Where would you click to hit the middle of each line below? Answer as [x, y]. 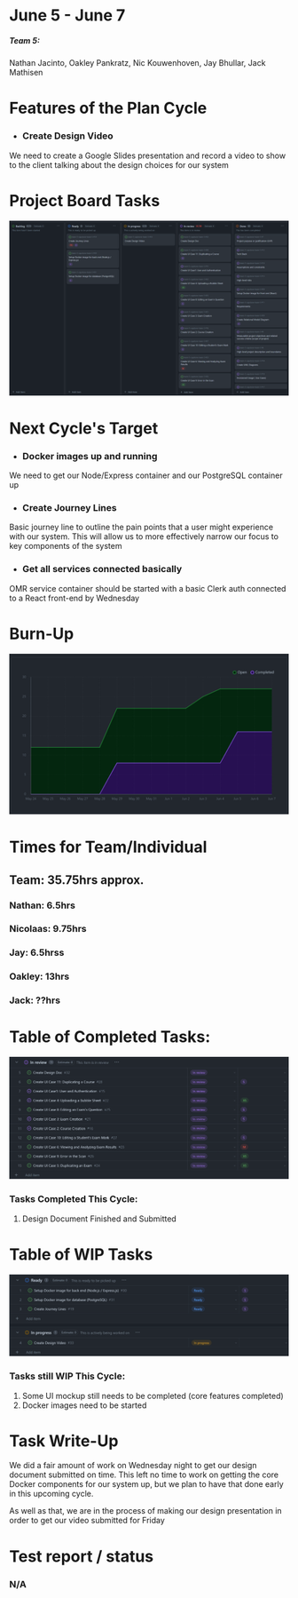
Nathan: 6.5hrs [42, 905]
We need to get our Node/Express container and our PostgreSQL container [146, 475]
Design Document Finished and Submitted [99, 1219]
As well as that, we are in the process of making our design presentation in [145, 1511]
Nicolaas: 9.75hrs [48, 929]
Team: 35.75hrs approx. [77, 880]
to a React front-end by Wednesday [74, 598]
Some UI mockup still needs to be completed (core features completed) [153, 1395]
